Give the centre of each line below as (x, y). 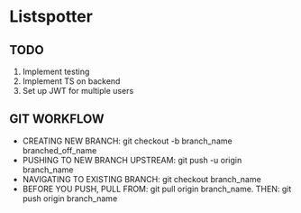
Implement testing (56, 71)
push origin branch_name (70, 198)
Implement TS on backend (71, 81)
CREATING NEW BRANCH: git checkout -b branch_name (127, 141)
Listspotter (51, 17)
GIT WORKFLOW (57, 119)
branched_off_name (59, 150)
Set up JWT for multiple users (78, 91)
